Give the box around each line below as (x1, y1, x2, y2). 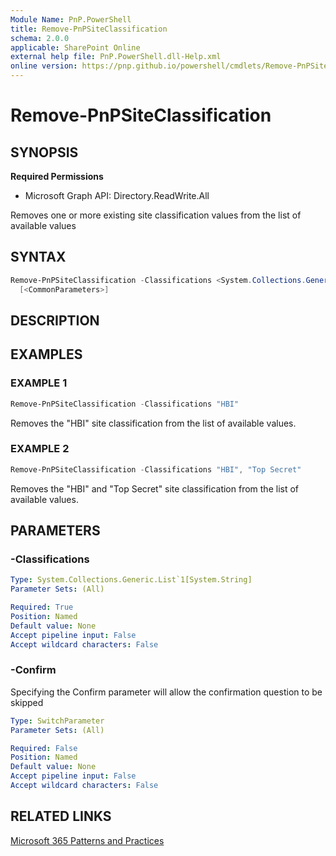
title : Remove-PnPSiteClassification (10, 24, 168, 34)
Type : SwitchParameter (10, 716, 105, 726)
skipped (10, 696, 44, 708)
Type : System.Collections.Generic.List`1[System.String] (10, 575, 253, 585)
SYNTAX (10, 249, 67, 266)
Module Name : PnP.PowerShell (10, 14, 132, 25)
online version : (10, 61, 78, 71)
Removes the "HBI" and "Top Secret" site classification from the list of (10, 482, 300, 495)
